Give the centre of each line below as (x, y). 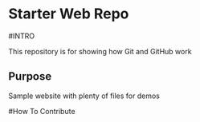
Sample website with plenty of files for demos (84, 96)
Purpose (30, 77)
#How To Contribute (42, 111)
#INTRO (21, 36)
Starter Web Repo (69, 14)
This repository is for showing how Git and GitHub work (100, 51)
